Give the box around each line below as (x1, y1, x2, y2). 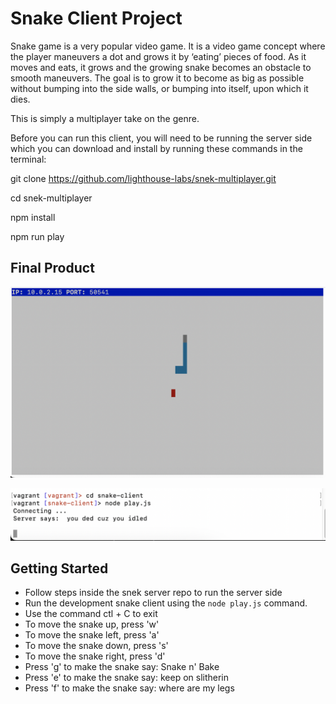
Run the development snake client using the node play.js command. (24, 597, 308, 609)
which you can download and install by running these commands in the (10, 142, 303, 154)
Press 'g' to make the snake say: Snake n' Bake (24, 661, 220, 673)
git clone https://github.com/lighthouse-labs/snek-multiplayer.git (10, 172, 277, 184)
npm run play (10, 230, 65, 242)
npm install (10, 211, 56, 223)
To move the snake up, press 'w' (24, 618, 160, 631)
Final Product (10, 260, 95, 277)
